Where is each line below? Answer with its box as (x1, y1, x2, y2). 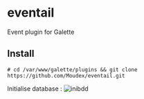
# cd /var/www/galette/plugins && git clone (7, 66, 138, 73)
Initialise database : (7, 84, 62, 93)
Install (7, 48, 35, 60)
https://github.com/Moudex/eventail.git (7, 72, 126, 79)
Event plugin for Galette (7, 28, 75, 36)
